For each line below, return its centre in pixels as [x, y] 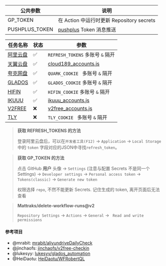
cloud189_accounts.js [74, 64]
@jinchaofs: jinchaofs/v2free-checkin [51, 248]
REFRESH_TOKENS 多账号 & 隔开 [81, 55]
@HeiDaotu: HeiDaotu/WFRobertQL [49, 259]
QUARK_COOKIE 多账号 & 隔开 [80, 73]
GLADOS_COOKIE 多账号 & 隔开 [80, 83]
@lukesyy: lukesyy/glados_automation [51, 254]
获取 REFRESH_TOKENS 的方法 [49, 131]
